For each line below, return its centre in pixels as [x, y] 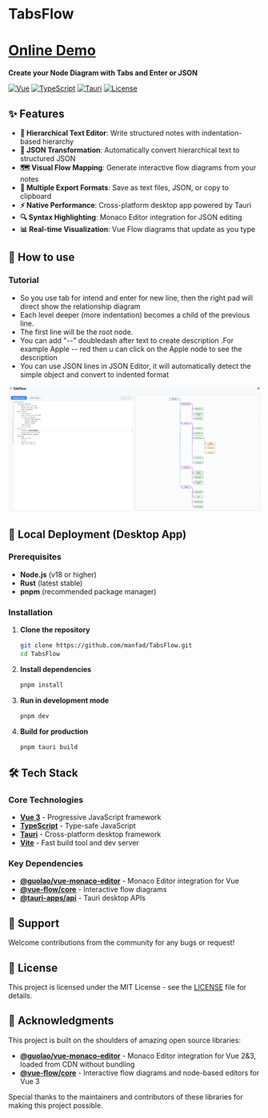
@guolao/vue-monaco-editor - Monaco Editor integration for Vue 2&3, [138, 1055]
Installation [31, 612]
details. [20, 996]
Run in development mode [64, 700]
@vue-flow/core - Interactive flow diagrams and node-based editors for [140, 1072]
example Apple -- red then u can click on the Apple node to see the [131, 349]
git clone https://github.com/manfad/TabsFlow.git [106, 646]
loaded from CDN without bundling [77, 1064]
